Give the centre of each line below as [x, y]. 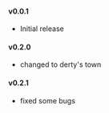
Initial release [42, 29]
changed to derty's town [61, 64]
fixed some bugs [48, 100]
